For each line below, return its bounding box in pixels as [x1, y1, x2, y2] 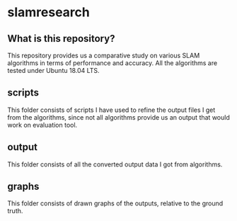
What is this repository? [7, 33, 115, 45]
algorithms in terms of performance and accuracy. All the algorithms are [7, 59, 218, 67]
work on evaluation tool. [7, 120, 78, 129]
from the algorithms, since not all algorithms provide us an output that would [7, 113, 230, 121]
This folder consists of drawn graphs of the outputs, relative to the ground [7, 199, 224, 208]
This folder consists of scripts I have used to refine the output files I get [7, 106, 216, 114]
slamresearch [7, 4, 90, 21]
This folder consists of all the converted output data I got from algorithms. [7, 160, 223, 169]
